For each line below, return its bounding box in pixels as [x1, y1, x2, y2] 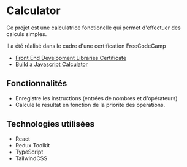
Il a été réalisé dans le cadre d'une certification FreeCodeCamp [6, 42, 166, 50]
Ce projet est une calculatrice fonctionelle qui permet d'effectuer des [6, 24, 181, 31]
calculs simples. [6, 30, 47, 37]
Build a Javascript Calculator [15, 61, 88, 68]
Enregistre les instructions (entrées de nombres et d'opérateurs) [15, 94, 178, 102]
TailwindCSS [15, 154, 48, 162]
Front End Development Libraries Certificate [15, 54, 127, 61]
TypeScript [15, 148, 44, 155]
